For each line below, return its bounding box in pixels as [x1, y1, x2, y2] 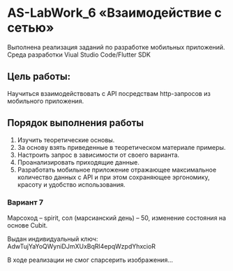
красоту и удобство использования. [17, 180, 126, 188]
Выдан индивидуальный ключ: [7, 235, 98, 243]
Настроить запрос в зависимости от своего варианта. [17, 151, 180, 159]
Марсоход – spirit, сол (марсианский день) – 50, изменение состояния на [7, 214, 227, 222]
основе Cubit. [7, 221, 48, 229]
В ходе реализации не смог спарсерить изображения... [7, 256, 173, 264]
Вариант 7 [7, 197, 44, 207]
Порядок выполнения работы [7, 117, 144, 129]
